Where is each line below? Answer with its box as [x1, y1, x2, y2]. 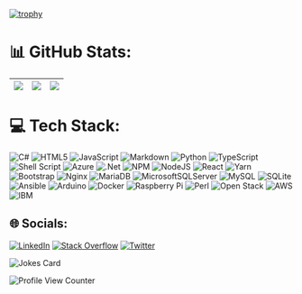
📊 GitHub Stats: [9, 41, 133, 62]
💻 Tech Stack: [9, 115, 121, 136]
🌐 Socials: [9, 216, 69, 232]
